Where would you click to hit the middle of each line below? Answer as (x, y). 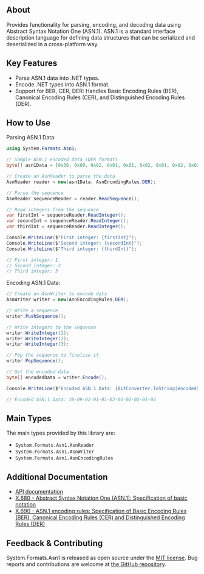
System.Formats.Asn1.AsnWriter (55, 452)
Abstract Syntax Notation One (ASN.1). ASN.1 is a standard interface (91, 31)
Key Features (32, 63)
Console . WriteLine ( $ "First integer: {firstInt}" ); (72, 238)
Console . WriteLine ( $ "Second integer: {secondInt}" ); (74, 243)
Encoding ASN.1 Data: (33, 283)
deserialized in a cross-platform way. (53, 44)
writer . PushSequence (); (36, 316)
